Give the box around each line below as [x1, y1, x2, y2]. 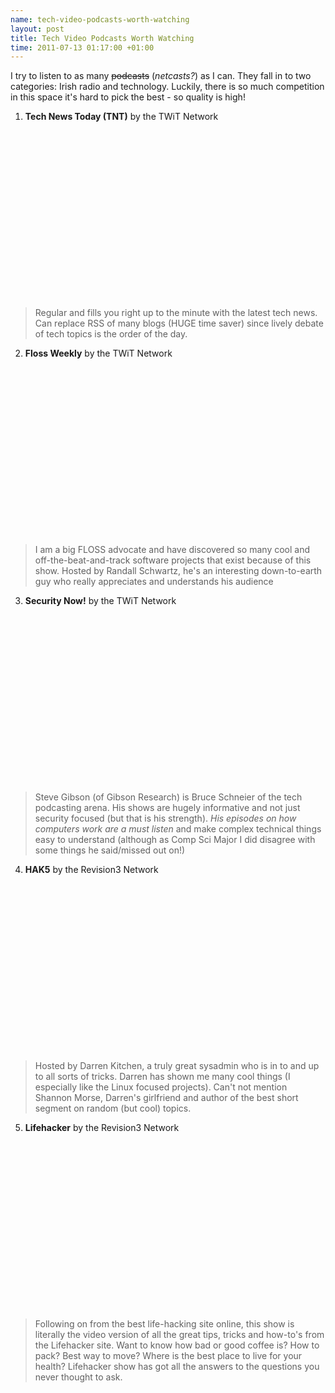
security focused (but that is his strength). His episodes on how [34, 812, 297, 825]
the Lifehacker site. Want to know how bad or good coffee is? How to [34, 1339, 320, 1351]
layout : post [10, 24, 65, 34]
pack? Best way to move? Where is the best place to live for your [34, 1350, 303, 1362]
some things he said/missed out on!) [34, 844, 186, 856]
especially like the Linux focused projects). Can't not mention [34, 1081, 288, 1093]
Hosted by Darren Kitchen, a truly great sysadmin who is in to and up [34, 1060, 320, 1072]
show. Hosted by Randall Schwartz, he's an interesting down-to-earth [34, 565, 323, 577]
